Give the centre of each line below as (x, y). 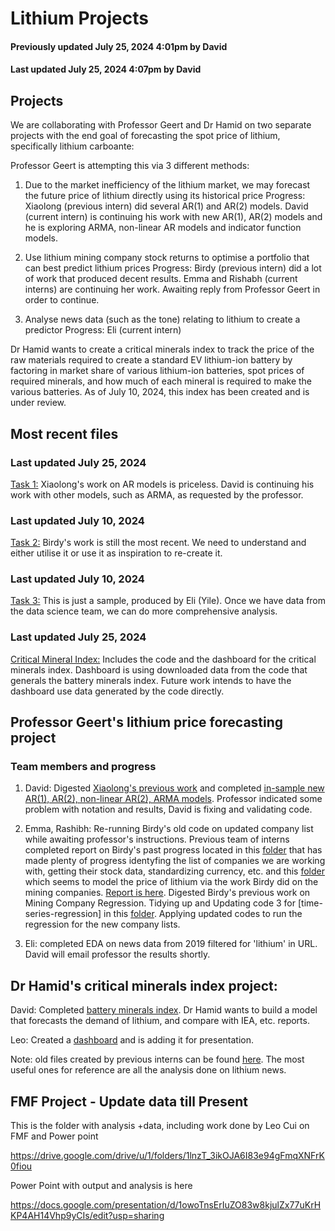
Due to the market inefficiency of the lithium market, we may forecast (167, 185)
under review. (38, 403)
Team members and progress (83, 767)
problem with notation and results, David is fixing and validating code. (168, 809)
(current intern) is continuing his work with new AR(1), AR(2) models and (173, 217)
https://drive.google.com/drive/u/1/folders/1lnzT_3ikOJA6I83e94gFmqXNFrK (167, 1156)
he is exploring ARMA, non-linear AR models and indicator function (163, 228)
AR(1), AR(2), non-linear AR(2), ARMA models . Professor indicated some (173, 799)
